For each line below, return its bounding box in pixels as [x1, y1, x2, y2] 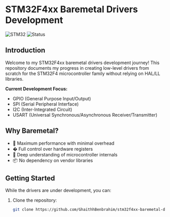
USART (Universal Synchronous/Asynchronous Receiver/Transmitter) [12, 112, 158, 118]
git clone [12, 207, 34, 212]
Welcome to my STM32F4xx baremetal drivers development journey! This [5, 60, 160, 66]
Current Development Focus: [5, 86, 67, 92]
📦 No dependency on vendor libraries [12, 157, 93, 164]
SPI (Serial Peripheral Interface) [12, 101, 79, 107]
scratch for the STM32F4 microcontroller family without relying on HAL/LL [5, 70, 161, 76]
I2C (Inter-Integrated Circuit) [12, 106, 73, 113]
